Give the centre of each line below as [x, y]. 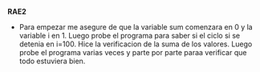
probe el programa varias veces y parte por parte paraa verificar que [133, 52]
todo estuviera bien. [52, 61]
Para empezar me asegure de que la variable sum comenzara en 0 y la [136, 27]
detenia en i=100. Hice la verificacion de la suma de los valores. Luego [136, 44]
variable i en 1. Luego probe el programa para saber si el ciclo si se [130, 36]
